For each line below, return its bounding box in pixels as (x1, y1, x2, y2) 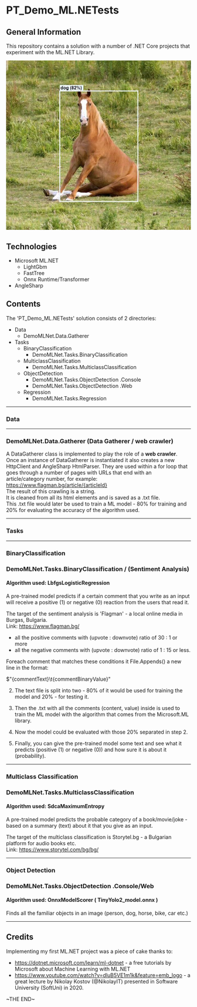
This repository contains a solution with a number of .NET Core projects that (6, 42, 191, 49)
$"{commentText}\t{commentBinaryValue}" (6, 675, 111, 683)
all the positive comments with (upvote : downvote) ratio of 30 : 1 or (14, 634, 178, 641)
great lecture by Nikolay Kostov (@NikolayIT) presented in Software (14, 978, 178, 985)
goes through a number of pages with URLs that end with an (6, 469, 152, 476)
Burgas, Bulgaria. (6, 616, 48, 623)
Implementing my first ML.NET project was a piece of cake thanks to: (6, 948, 173, 955)
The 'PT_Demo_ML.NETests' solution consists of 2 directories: (6, 315, 157, 322)
